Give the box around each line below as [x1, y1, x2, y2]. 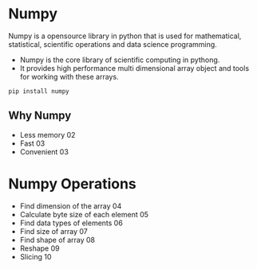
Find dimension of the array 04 [19, 201, 122, 211]
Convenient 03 [19, 146, 69, 156]
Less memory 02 [19, 130, 76, 139]
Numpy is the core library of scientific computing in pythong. [19, 55, 220, 64]
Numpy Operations [8, 174, 137, 193]
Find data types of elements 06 [19, 218, 124, 228]
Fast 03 [19, 138, 45, 148]
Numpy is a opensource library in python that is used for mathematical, [8, 31, 242, 41]
